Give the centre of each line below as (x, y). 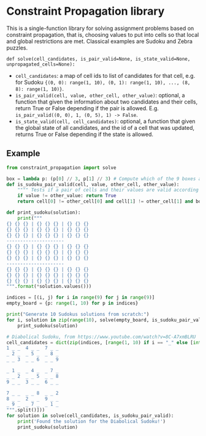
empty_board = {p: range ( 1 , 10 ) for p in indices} (72, 303)
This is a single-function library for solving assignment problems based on (100, 28)
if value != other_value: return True (67, 196)
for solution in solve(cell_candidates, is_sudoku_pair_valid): (90, 416)
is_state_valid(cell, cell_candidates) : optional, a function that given (105, 121)
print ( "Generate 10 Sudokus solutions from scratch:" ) (78, 314)
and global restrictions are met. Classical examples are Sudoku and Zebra (100, 41)
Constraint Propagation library (86, 11)
